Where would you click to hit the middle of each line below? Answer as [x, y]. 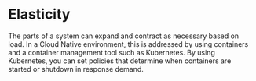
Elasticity [39, 14]
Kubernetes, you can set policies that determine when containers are [120, 61]
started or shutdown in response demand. [76, 69]
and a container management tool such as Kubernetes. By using [112, 52]
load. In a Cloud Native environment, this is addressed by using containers [128, 44]
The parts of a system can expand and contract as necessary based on [124, 36]
